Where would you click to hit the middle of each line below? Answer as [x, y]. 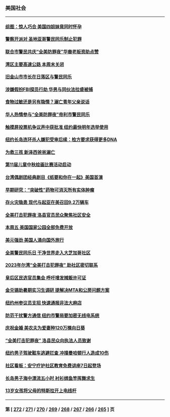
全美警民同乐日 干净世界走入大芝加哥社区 [48, 253]
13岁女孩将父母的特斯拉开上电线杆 [41, 391]
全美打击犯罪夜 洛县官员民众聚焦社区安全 [48, 215]
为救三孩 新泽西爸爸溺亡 [30, 152]
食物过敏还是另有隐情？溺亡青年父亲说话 [47, 102]
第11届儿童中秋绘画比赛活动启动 [38, 165]
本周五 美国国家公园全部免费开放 [39, 227]
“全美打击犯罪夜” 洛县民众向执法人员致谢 [48, 340]
